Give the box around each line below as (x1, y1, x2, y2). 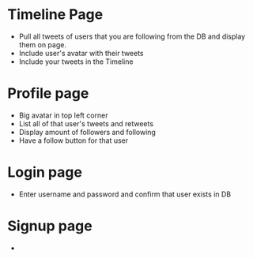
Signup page (7, 217, 93, 234)
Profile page (7, 84, 89, 103)
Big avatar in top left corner (18, 110, 108, 120)
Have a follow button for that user (18, 136, 129, 145)
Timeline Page (7, 6, 104, 24)
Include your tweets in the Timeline (18, 57, 134, 66)
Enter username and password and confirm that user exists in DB (18, 189, 231, 199)
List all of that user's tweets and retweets (18, 118, 154, 128)
